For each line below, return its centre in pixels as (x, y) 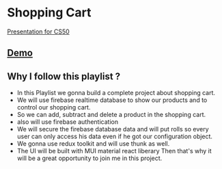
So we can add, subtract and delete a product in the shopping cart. (111, 115)
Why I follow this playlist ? (64, 76)
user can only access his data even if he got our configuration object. (115, 136)
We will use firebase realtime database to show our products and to (112, 100)
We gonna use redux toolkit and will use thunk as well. (93, 144)
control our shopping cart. (54, 107)
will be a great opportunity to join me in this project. (89, 158)
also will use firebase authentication (67, 122)
